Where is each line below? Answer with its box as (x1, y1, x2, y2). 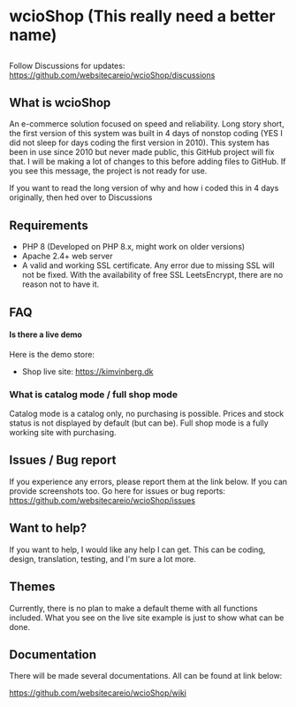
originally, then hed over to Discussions (9, 192, 153, 203)
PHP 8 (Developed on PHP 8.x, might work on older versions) (21, 242, 246, 252)
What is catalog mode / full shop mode (9, 388, 178, 400)
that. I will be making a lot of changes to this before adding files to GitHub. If (9, 157, 286, 167)
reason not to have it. (21, 279, 100, 289)
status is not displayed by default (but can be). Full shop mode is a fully (9, 418, 269, 428)
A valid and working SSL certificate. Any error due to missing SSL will (21, 260, 276, 271)
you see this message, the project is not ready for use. (9, 165, 208, 176)
